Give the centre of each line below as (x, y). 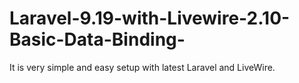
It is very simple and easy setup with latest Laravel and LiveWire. (142, 67)
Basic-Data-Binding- (97, 39)
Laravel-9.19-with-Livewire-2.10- (150, 18)
